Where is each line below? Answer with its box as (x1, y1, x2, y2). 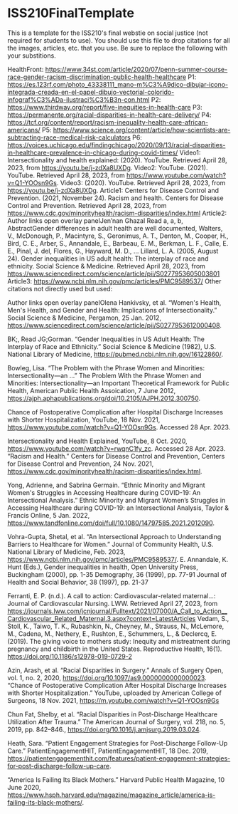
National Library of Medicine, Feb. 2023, (7, 547, 126, 556)
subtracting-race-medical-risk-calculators (7, 133, 131, 142)
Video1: (179, 148, 201, 157)
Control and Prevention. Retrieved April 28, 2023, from (7, 201, 167, 209)
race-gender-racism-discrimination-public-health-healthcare (7, 73, 187, 81)
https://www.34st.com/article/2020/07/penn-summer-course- (45, 65, 228, 73)
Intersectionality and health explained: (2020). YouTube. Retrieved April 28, (7, 155, 227, 165)
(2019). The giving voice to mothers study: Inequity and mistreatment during (7, 637, 231, 645)
